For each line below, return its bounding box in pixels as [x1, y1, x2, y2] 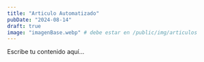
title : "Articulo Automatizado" [7, 10, 99, 17]
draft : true [7, 22, 41, 29]
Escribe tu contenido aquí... [7, 48, 85, 56]
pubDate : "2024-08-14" [7, 16, 72, 23]
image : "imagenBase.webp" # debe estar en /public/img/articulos [7, 29, 197, 36]
